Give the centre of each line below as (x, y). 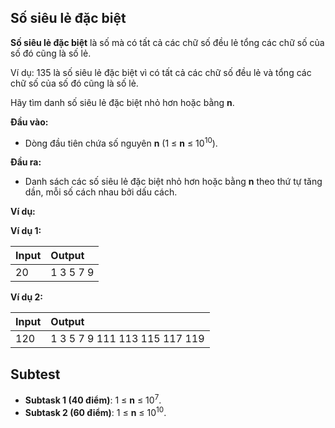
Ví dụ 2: (26, 297)
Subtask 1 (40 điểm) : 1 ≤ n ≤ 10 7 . (93, 399)
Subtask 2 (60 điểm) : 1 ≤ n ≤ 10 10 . (95, 411)
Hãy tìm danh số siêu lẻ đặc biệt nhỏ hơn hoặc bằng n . (122, 102)
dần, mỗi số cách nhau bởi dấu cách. (101, 192)
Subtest (35, 374)
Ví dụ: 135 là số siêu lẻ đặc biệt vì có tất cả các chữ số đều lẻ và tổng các (161, 72)
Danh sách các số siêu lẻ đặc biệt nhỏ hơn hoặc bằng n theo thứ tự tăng (173, 182)
